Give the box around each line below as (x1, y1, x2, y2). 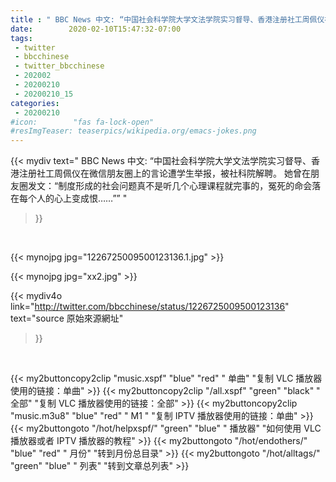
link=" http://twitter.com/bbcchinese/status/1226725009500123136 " (10, 301, 290, 313)
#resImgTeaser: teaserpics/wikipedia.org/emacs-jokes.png (10, 126, 257, 136)
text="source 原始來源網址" (10, 312, 124, 325)
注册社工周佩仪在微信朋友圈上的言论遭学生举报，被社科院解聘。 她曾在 (18, 167, 311, 180)
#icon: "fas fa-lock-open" (10, 117, 155, 127)
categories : (10, 98, 60, 108)
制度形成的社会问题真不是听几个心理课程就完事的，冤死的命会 (58, 180, 313, 192)
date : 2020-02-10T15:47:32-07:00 (10, 24, 182, 34)
